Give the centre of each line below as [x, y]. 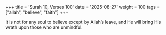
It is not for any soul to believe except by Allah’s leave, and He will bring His [83, 22]
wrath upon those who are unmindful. [44, 27]
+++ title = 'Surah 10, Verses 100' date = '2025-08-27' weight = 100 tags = [83, 7]
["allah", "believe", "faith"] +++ [37, 12]
